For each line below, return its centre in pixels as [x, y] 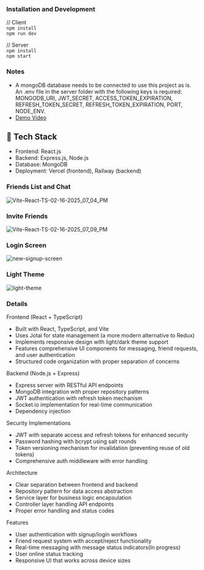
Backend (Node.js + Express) [43, 373]
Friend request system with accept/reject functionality [83, 541]
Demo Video [31, 118]
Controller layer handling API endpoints [64, 504]
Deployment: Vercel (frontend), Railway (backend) [78, 171]
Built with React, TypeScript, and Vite [62, 329]
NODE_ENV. [30, 111]
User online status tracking [49, 553]
